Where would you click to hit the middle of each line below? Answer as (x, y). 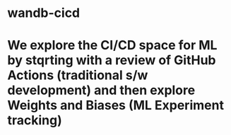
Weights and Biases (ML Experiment (116, 106)
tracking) (35, 121)
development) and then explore (101, 90)
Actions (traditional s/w (78, 75)
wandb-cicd (44, 13)
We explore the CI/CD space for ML (112, 46)
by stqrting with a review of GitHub (112, 60)
